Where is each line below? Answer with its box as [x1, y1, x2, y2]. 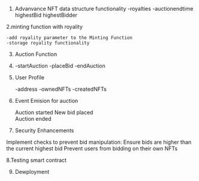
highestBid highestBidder [14, 11, 78, 19]
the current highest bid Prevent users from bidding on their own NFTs [6, 145, 178, 152]
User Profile [14, 74, 45, 81]
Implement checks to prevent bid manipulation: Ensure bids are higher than [6, 138, 192, 146]
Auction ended [14, 115, 52, 122]
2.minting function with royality [6, 23, 83, 30]
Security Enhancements [14, 127, 74, 134]
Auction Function [14, 51, 58, 58]
